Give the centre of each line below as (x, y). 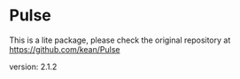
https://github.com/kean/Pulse (65, 49)
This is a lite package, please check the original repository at (120, 40)
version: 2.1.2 (33, 67)
